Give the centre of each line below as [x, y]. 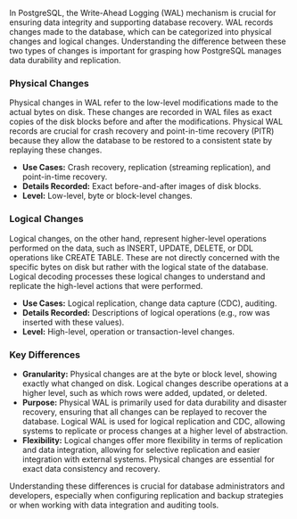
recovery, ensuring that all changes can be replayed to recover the [144, 412]
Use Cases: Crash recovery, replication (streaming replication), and [146, 168]
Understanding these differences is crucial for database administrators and [147, 486]
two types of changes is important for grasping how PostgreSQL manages [146, 51]
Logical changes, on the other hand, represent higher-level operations [138, 238]
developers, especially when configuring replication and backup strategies [146, 495]
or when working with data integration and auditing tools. [114, 505]
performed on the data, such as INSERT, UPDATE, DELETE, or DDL [132, 248]
